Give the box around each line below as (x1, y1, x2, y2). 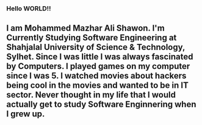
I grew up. (6, 109, 45, 120)
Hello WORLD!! (6, 4, 51, 13)
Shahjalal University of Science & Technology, (6, 42, 185, 52)
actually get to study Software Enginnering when (6, 99, 197, 110)
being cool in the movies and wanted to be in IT (6, 80, 189, 91)
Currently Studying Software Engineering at (6, 32, 177, 43)
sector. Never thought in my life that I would (6, 90, 176, 100)
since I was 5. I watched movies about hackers (6, 71, 187, 81)
